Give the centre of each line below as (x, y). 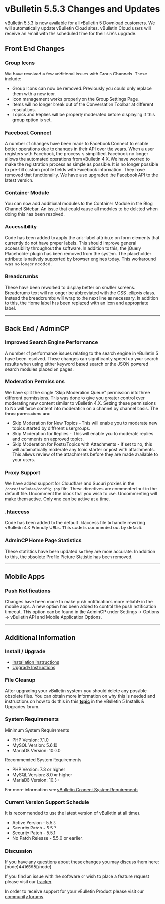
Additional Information (40, 637)
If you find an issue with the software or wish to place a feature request (77, 876)
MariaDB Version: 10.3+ (36, 780)
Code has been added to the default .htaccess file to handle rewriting (75, 523)
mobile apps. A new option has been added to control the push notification (81, 607)
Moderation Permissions (35, 382)
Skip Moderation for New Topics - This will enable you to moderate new (85, 423)
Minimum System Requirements (37, 730)
